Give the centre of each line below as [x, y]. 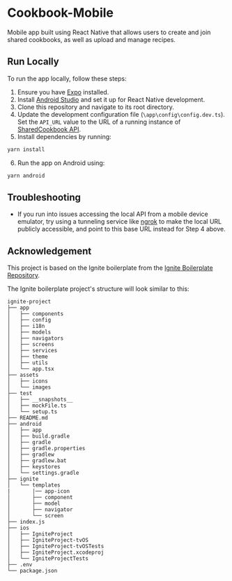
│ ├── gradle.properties [46, 449]
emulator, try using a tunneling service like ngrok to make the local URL [119, 222]
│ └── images [29, 387]
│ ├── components [36, 314]
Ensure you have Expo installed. [63, 92]
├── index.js [26, 522]
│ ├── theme [28, 357]
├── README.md [28, 418]
